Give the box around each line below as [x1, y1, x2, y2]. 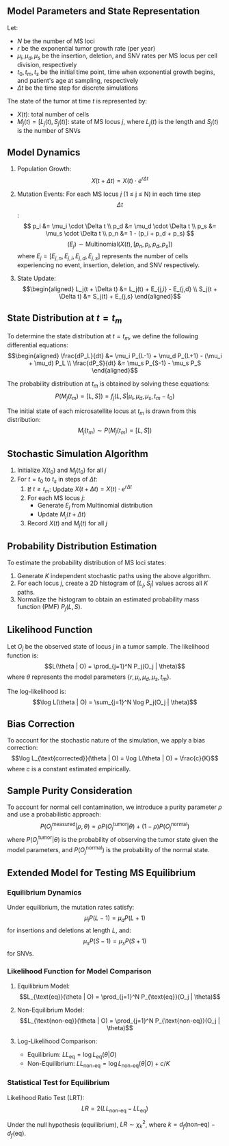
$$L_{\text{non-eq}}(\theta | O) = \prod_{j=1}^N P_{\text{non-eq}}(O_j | [19, 1017, 221, 1025]
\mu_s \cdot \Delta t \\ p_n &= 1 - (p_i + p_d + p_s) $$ [45, 229, 195, 237]
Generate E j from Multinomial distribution [37, 501, 153, 511]
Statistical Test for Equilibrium [7, 1078, 110, 1088]
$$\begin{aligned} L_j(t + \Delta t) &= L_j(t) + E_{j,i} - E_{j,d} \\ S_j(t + [23, 285, 217, 293]
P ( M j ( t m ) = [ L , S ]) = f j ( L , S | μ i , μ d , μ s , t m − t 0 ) [55, 392, 175, 401]
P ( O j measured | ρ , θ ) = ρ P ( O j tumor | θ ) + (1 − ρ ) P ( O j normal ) [40, 821, 190, 832]
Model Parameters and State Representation [7, 5, 200, 17]
